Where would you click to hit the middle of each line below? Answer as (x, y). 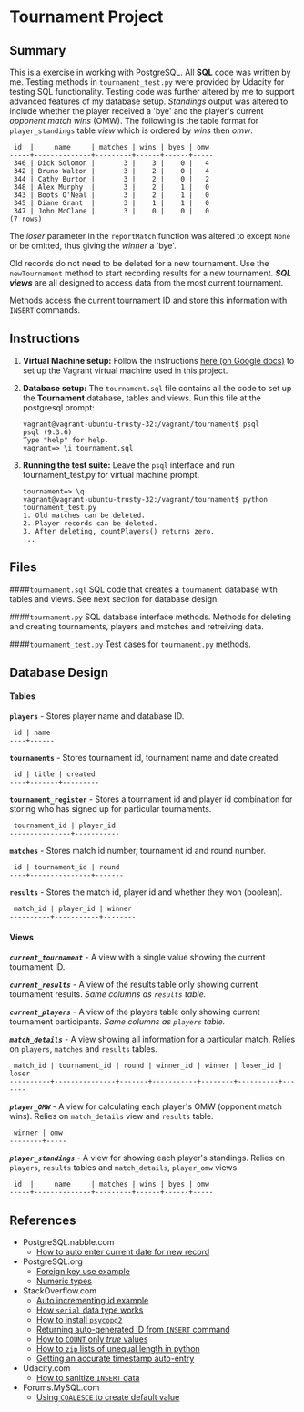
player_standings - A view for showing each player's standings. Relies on (147, 1158)
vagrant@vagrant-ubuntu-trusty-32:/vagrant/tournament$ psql (141, 424)
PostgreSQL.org (53, 1261)
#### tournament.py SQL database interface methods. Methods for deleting (150, 617)
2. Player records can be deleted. (90, 523)
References (43, 1220)
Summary (38, 51)
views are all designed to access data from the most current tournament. (147, 283)
